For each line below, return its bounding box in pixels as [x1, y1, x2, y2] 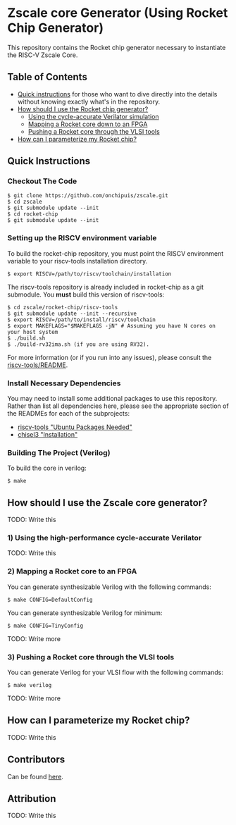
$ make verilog [7, 682, 52, 689]
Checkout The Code [7, 176, 77, 186]
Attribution [7, 793, 56, 805]
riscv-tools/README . [7, 361, 68, 369]
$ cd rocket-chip [7, 211, 58, 218]
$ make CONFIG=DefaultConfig [7, 596, 93, 603]
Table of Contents [7, 71, 88, 83]
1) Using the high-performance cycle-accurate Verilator [7, 533, 202, 543]
